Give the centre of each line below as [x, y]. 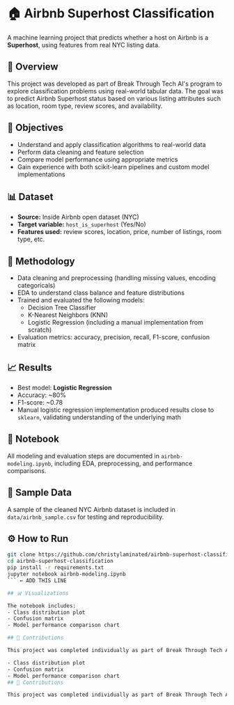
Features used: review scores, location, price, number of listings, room [119, 232]
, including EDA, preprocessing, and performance [122, 463]
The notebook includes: [42, 606]
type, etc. [31, 239]
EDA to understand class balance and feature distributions [101, 293]
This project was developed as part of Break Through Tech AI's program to [115, 84]
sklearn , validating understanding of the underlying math [99, 417]
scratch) [40, 330]
